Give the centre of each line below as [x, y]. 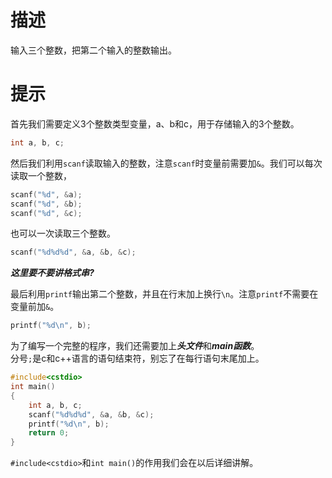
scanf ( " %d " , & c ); [46, 213]
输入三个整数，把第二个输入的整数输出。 [93, 50]
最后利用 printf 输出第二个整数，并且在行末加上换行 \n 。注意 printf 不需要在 [164, 294]
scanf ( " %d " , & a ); [46, 194]
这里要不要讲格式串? [52, 273]
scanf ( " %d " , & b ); [46, 204]
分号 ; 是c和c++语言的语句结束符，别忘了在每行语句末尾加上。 [137, 358]
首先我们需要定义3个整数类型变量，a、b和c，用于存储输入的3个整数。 [155, 123]
